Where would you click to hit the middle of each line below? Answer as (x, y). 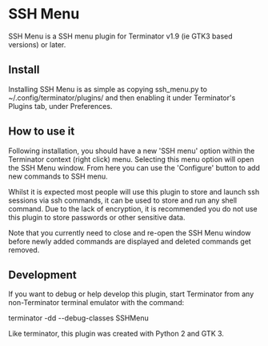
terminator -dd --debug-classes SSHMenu (79, 318)
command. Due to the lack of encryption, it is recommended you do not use (133, 208)
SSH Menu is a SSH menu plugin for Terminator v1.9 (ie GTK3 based (121, 36)
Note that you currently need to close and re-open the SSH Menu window (130, 232)
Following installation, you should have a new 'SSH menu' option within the (132, 151)
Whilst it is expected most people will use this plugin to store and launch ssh (134, 191)
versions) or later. (37, 44)
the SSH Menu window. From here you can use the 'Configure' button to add (134, 167)
